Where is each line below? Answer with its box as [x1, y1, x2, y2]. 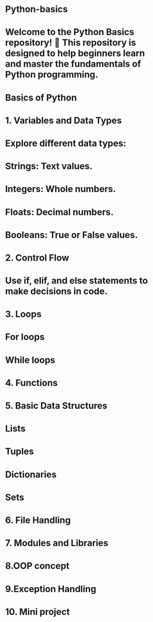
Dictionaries [5, 469, 57, 480]
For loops [5, 331, 45, 343]
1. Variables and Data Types [5, 115, 122, 126]
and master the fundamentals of [5, 59, 141, 70]
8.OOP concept [5, 560, 70, 571]
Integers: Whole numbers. [5, 184, 116, 195]
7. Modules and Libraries [5, 537, 109, 549]
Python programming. [5, 69, 99, 81]
